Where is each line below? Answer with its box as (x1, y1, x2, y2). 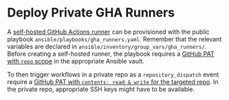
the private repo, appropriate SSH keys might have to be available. (7, 85, 195, 93)
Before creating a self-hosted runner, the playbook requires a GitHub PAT (7, 50, 215, 58)
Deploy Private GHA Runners (7, 5, 175, 21)
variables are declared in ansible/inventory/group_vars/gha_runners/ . (7, 42, 207, 50)
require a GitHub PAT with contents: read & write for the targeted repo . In (7, 77, 219, 86)
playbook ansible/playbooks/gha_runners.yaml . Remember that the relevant (7, 34, 222, 43)
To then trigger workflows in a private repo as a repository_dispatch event (7, 70, 219, 79)
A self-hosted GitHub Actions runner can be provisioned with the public (7, 28, 210, 36)
